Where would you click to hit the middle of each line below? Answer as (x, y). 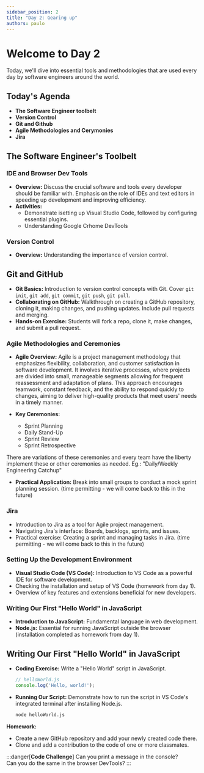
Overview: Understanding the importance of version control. (92, 255)
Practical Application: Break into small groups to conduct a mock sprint (106, 482)
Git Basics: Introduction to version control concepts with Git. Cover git (104, 288)
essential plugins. (46, 219)
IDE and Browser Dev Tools (47, 174)
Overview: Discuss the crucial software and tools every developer (99, 186)
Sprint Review (42, 439)
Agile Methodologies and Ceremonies (64, 343)
